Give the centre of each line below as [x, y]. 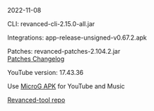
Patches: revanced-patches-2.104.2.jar [64, 51]
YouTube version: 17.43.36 [46, 72]
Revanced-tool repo [36, 100]
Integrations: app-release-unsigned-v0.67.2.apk [77, 37]
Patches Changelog [36, 59]
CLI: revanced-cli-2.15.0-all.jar [51, 24]
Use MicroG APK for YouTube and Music [66, 86]
